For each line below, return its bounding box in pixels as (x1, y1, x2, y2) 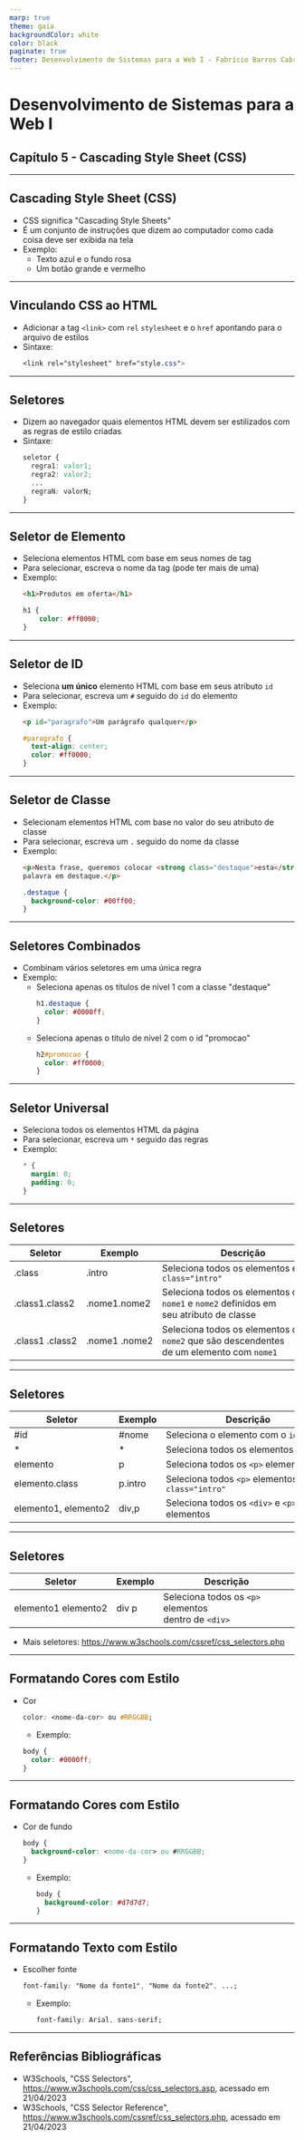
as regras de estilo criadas (22, 426, 122, 437)
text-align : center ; (31, 742, 109, 751)
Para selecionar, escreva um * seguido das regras (22, 1134, 209, 1145)
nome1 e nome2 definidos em (161, 1297, 277, 1310)
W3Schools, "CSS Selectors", (22, 2073, 133, 2084)
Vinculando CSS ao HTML (9, 298, 158, 314)
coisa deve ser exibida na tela (22, 234, 134, 245)
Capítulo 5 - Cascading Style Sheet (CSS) (9, 150, 247, 165)
